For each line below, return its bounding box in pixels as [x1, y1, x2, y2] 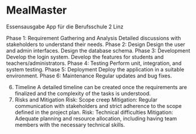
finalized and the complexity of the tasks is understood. [14, 90, 151, 97]
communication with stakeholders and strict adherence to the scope [14, 102, 182, 109]
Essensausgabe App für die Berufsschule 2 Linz [6, 23, 124, 30]
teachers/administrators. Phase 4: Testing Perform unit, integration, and [6, 60, 182, 67]
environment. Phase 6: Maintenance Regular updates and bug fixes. [6, 72, 172, 79]
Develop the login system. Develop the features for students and [6, 53, 164, 60]
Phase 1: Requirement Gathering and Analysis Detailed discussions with [6, 34, 181, 41]
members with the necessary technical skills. [14, 121, 125, 128]
